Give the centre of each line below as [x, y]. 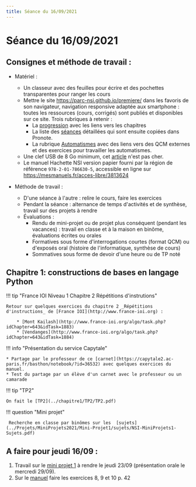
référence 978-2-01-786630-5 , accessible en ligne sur [87, 169]
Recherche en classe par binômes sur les [60, 423]
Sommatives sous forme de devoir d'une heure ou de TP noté [106, 254]
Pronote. [42, 137]
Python [20, 282]
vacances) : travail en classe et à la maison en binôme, [98, 229]
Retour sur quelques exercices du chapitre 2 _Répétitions [80, 307]
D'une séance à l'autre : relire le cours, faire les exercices [92, 198]
